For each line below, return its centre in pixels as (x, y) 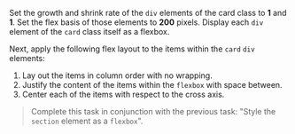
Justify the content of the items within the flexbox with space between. (152, 85)
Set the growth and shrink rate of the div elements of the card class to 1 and (148, 13)
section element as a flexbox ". (87, 121)
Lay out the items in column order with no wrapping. (117, 75)
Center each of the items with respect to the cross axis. (123, 94)
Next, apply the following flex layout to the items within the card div (132, 49)
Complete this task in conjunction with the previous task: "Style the (153, 111)
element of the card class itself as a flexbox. (89, 32)
